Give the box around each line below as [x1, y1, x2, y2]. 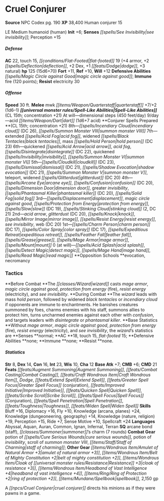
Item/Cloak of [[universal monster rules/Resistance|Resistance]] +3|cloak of [5, 460, 159, 466]
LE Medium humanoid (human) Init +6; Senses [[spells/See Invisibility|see [5, 29, 154, 35]
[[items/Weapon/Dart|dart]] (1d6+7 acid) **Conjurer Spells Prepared [19, 117, 158, 123]
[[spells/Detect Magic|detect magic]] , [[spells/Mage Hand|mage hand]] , [5, 247, 151, 253]
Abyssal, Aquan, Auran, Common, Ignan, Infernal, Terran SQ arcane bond [5, 424, 153, 430]
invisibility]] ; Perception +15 [5, 34, 61, 40]
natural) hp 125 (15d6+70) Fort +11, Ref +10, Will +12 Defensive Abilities [5, 68, 151, 74]
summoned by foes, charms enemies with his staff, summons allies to [5, 307, 145, 313]
